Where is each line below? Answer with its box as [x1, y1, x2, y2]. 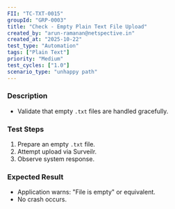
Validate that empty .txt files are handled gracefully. [17, 107, 169, 115]
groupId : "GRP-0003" [7, 17, 67, 24]
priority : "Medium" [7, 56, 64, 62]
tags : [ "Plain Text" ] [7, 49, 70, 56]
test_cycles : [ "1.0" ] [7, 62, 70, 69]
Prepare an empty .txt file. [17, 140, 96, 149]
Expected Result [7, 172, 64, 182]
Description [7, 91, 48, 101]
